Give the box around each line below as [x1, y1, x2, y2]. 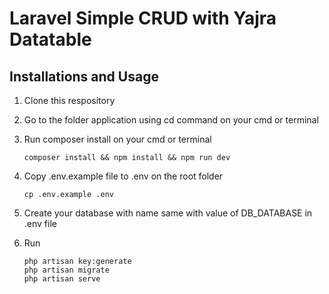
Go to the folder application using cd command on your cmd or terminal [23, 114, 319, 126]
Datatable [9, 28, 92, 51]
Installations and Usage [9, 68, 159, 85]
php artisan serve [23, 274, 101, 284]
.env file [23, 218, 57, 229]
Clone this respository [23, 95, 116, 106]
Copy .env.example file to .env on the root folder [23, 170, 224, 182]
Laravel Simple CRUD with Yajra [9, 7, 277, 30]
